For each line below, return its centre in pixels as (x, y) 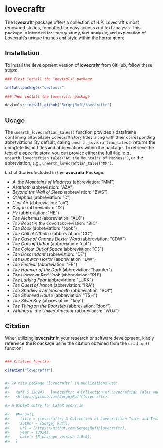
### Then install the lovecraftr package (48, 96)
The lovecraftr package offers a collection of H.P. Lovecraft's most (72, 22)
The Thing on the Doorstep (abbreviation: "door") (61, 306)
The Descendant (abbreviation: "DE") (49, 254)
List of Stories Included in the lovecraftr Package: (55, 172)
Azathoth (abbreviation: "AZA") (43, 187)
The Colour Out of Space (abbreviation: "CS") (58, 249)
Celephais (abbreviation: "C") (41, 197)
